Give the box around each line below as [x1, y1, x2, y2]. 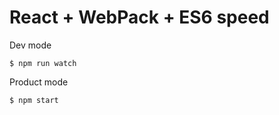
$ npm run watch [9, 58, 77, 68]
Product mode [9, 76, 69, 88]
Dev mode [9, 39, 52, 51]
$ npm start [9, 95, 59, 105]
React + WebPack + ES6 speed [9, 6, 270, 29]
